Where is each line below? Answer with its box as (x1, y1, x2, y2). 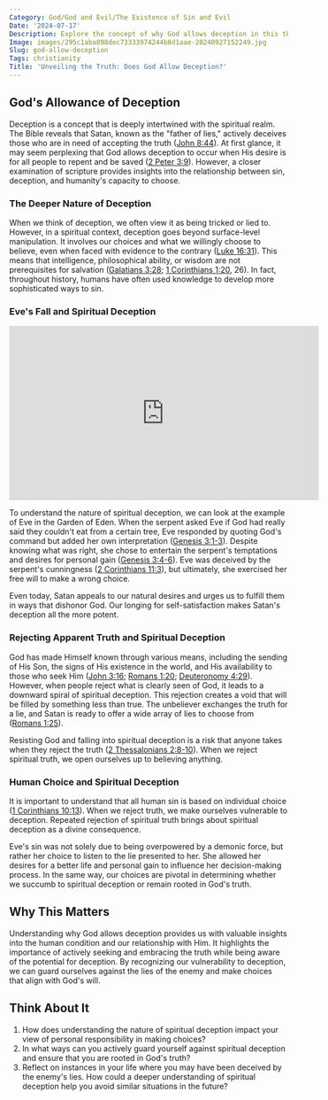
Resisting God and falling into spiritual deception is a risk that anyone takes (9, 734, 283, 745)
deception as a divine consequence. (9, 824, 141, 834)
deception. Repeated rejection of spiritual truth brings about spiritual (9, 814, 259, 825)
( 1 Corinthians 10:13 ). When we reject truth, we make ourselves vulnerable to (9, 805, 288, 816)
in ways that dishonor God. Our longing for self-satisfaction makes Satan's (9, 600, 281, 611)
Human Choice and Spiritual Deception (9, 776, 179, 788)
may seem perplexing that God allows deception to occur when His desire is (9, 147, 287, 158)
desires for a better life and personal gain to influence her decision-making (9, 860, 282, 871)
